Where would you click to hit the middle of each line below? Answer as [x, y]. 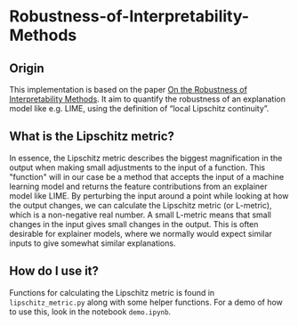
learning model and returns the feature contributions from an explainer [139, 186]
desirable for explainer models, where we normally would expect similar [141, 233]
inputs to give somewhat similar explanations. [93, 243]
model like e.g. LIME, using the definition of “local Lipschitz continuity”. [139, 108]
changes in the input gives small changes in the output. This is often [134, 224]
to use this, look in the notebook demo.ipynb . [90, 311]
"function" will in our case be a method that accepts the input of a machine [147, 176]
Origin [27, 68]
